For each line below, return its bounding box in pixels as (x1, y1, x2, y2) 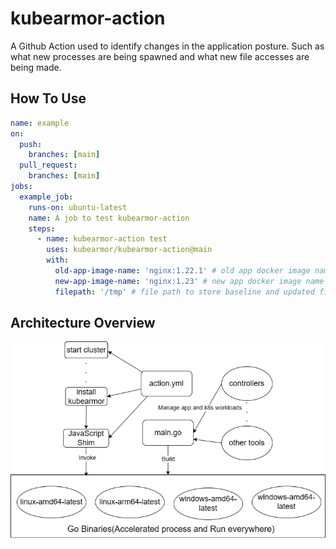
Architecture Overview (10, 315, 156, 332)
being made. (10, 61, 62, 73)
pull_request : (19, 160, 78, 171)
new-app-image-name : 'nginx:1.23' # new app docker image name (54, 276, 325, 286)
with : (46, 255, 70, 266)
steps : (28, 223, 56, 234)
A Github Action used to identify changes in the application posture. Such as (10, 40, 325, 52)
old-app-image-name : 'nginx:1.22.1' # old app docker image (54, 266, 311, 276)
